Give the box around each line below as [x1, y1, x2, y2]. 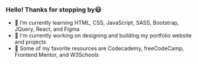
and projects [14, 39, 46, 46]
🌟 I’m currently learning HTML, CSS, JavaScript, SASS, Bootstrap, [14, 19, 179, 27]
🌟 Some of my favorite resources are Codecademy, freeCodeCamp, [14, 45, 185, 52]
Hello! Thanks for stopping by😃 [5, 5, 101, 14]
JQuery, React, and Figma [14, 25, 80, 33]
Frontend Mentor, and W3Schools [14, 51, 99, 59]
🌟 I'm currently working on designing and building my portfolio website [14, 32, 192, 39]
